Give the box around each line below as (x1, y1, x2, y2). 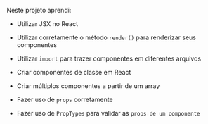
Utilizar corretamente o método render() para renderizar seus (16, 33, 196, 42)
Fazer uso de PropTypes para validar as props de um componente (16, 109, 200, 117)
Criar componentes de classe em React (16, 68, 131, 76)
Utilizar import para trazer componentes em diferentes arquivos (16, 54, 202, 63)
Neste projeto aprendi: (6, 6, 72, 14)
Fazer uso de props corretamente (16, 95, 113, 104)
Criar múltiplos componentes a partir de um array (16, 82, 160, 90)
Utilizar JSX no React (16, 20, 79, 27)
